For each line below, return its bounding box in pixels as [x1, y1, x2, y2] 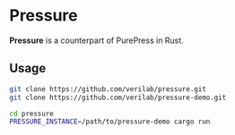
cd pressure [9, 109, 54, 118]
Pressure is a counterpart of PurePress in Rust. [9, 35, 184, 46]
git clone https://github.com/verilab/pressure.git [9, 84, 206, 94]
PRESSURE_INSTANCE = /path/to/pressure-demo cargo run [9, 117, 211, 126]
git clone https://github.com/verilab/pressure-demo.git [9, 93, 227, 102]
